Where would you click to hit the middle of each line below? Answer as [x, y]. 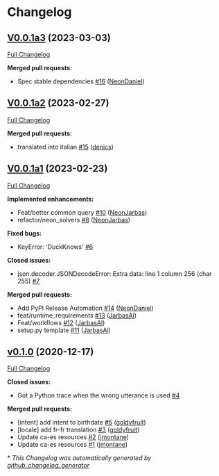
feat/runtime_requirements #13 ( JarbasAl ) [77, 315]
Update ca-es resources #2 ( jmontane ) [73, 437]
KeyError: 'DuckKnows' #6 [55, 247]
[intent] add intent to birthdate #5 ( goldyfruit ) [82, 422]
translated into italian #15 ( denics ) [65, 147]
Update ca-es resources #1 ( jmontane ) [72, 445]
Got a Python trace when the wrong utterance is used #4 [98, 395]
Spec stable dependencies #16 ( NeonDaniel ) [81, 81]
